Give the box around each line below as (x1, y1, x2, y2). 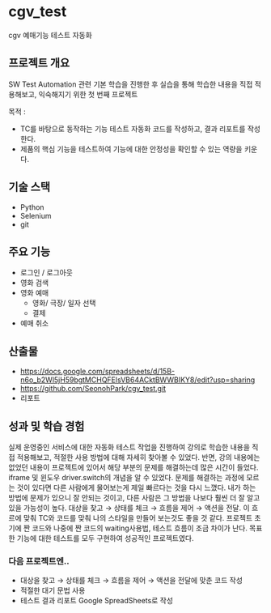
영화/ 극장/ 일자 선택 (32, 298, 96, 308)
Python (19, 202, 44, 212)
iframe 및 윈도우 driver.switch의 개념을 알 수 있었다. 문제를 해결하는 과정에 (8, 473, 245, 482)
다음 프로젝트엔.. (8, 556, 70, 567)
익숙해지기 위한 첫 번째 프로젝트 (38, 89, 138, 99)
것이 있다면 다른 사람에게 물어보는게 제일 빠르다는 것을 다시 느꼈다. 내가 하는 (16, 483, 256, 492)
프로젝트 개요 (8, 56, 70, 70)
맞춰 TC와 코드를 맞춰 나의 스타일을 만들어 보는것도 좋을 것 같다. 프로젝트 (23, 513, 253, 522)
